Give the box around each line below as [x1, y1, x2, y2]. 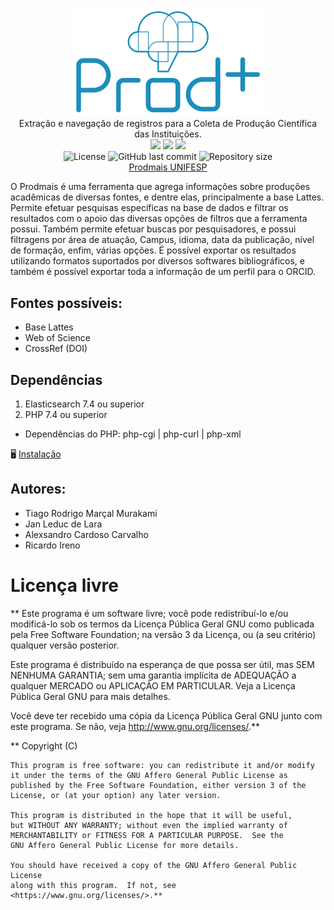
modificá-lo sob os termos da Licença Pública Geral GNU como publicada [10, 618, 315, 630]
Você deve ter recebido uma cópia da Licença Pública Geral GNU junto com [10, 709, 323, 722]
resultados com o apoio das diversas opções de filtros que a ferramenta [10, 213, 308, 225]
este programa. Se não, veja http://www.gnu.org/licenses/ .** [10, 720, 260, 732]
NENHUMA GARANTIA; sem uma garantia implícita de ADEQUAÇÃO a [10, 669, 297, 681]
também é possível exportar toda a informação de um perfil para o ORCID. [10, 266, 316, 278]
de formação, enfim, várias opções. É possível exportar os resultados [10, 244, 297, 257]
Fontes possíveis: [10, 294, 123, 312]
